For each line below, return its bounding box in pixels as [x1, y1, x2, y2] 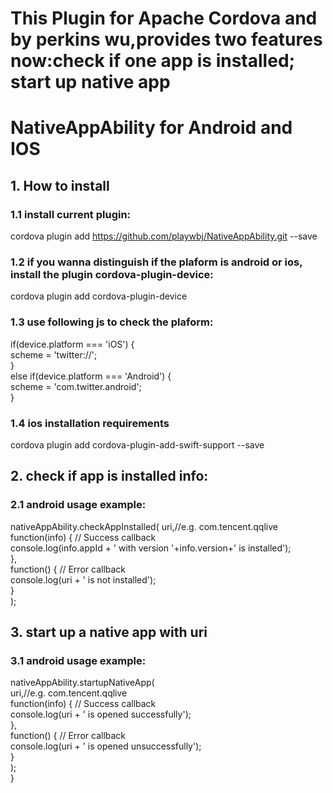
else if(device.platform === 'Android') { [10, 370, 172, 382]
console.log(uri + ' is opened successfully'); [10, 708, 192, 721]
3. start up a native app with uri [10, 624, 208, 641]
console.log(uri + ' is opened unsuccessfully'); [10, 740, 202, 752]
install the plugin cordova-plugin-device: [10, 267, 214, 281]
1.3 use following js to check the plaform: [10, 315, 214, 329]
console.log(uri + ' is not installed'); [10, 573, 157, 586]
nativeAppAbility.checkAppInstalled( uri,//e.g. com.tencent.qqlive [10, 520, 278, 532]
